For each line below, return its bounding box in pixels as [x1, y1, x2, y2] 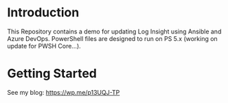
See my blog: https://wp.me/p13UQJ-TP [7, 88, 120, 96]
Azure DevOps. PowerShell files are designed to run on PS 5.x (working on [7, 34, 218, 42]
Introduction [7, 5, 80, 20]
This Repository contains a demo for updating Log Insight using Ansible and [7, 27, 222, 35]
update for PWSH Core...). [7, 42, 81, 50]
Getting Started [7, 66, 98, 81]
